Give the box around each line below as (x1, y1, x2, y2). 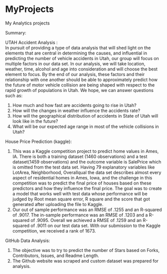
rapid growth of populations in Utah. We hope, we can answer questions (5, 87, 154, 93)
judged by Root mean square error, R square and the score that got (12, 196, 151, 202)
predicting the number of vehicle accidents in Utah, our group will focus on (5, 55, 160, 61)
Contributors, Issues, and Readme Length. (12, 252, 100, 258)
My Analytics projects (5, 20, 50, 26)
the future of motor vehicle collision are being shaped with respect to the (5, 81, 155, 88)
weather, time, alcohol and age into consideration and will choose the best (5, 66, 158, 72)
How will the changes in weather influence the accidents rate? (12, 107, 141, 113)
